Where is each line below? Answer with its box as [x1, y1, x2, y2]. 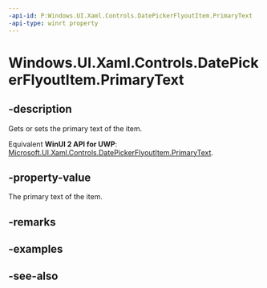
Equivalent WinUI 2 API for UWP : [8, 139, 118, 149]
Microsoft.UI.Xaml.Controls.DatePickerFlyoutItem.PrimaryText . [8, 147, 214, 157]
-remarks [8, 215, 56, 229]
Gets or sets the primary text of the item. [8, 123, 143, 133]
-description [8, 102, 72, 116]
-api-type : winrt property [8, 19, 99, 27]
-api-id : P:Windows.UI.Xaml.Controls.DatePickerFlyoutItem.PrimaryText [8, 11, 253, 20]
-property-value [8, 170, 91, 184]
